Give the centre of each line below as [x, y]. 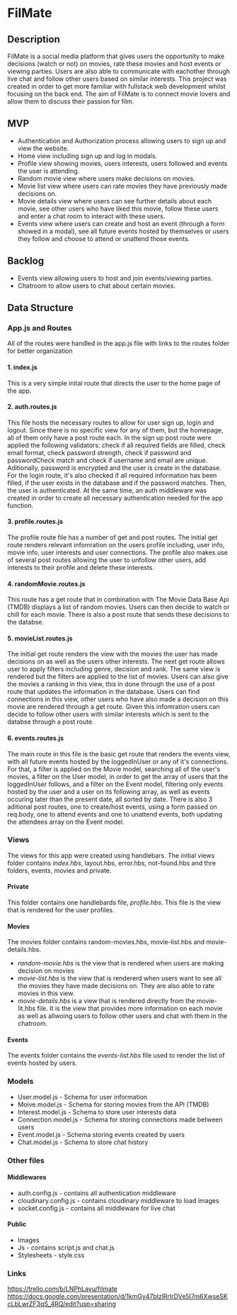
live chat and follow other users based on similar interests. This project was [117, 79]
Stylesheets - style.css [51, 1255]
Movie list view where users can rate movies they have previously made [122, 186]
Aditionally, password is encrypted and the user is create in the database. [114, 468]
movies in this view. [46, 993]
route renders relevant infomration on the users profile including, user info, [116, 544]
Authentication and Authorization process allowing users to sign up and [122, 140]
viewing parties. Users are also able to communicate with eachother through [119, 71]
